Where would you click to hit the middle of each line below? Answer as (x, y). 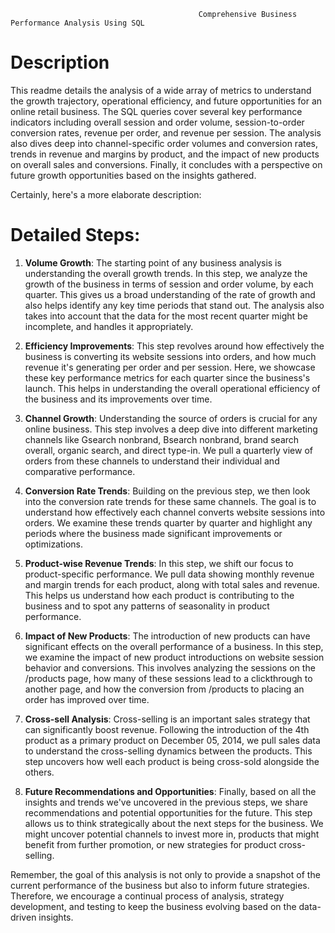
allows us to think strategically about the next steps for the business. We (174, 823)
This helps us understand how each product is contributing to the (159, 595)
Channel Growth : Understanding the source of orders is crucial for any (171, 418)
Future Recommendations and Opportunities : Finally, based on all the (170, 791)
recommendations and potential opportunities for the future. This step (168, 812)
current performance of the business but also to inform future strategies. (160, 885)
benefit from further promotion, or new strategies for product (150, 844)
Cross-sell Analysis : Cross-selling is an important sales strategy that (167, 719)
